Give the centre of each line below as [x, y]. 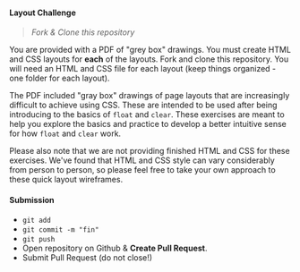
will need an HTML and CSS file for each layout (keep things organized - [143, 69]
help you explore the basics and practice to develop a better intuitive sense [148, 124]
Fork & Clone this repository [83, 32]
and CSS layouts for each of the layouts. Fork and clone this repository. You [149, 59]
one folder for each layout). [60, 78]
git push [39, 240]
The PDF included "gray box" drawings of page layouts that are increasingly [150, 96]
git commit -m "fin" [60, 230]
